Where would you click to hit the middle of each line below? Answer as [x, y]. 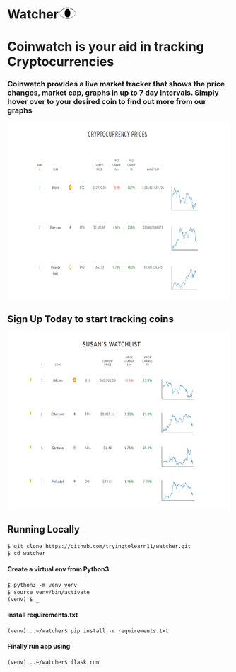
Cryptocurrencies [61, 62]
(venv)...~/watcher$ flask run [53, 662]
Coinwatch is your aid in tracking [106, 47]
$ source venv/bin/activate [49, 592]
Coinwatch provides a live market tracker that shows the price [116, 84]
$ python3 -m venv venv [42, 585]
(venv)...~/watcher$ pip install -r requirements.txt [88, 631]
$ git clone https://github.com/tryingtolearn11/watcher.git [99, 547]
